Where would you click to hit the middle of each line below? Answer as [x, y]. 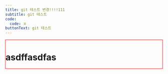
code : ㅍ [18, 24]
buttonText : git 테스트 [28, 28]
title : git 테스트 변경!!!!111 [35, 10]
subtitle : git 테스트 [26, 14]
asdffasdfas [31, 57]
